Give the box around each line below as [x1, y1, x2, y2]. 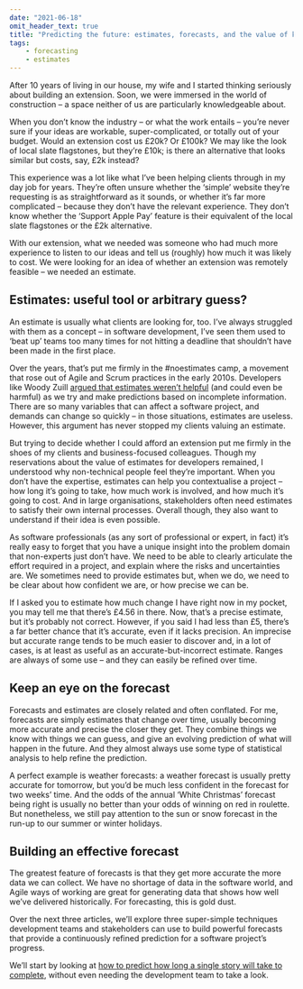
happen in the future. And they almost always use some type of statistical [9, 743, 282, 754]
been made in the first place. [9, 344, 116, 356]
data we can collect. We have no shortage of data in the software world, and [9, 877, 293, 888]
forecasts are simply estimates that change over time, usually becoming [9, 714, 277, 725]
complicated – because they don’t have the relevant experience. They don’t [9, 201, 289, 212]
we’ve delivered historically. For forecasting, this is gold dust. [9, 896, 237, 907]
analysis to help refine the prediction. [9, 752, 148, 763]
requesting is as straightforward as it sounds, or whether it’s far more [9, 191, 266, 202]
